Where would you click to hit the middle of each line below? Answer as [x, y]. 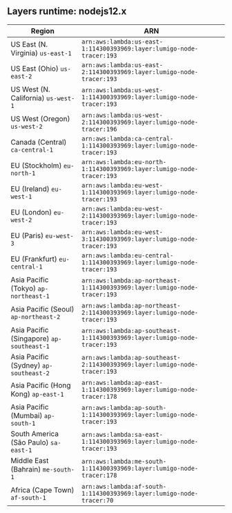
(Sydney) [26, 365]
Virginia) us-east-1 [41, 53]
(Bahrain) [26, 469]
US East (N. [29, 44]
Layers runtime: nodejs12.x [67, 11]
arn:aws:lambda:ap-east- [123, 382]
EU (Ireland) [30, 188]
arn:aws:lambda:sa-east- [123, 434]
